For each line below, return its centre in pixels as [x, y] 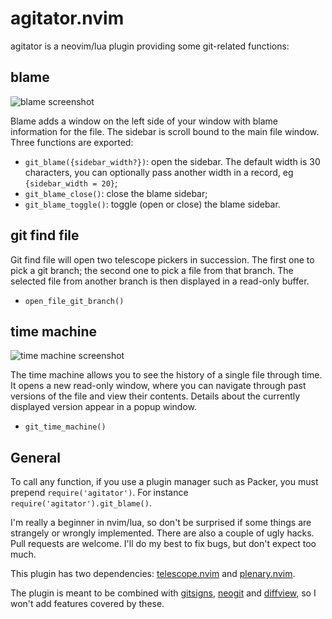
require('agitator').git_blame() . [81, 503]
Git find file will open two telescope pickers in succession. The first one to [162, 259]
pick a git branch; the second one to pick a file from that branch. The [152, 270]
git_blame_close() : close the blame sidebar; [116, 193]
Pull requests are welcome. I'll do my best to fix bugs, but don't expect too [163, 544]
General [36, 457]
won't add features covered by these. [87, 604]
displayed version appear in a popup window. [104, 407]
